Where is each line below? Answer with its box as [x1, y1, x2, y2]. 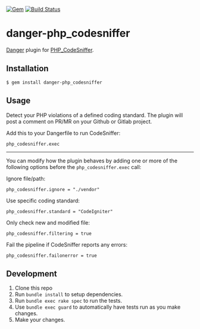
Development [6, 269, 58, 279]
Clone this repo [14, 284, 52, 292]
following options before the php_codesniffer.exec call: [6, 163, 142, 170]
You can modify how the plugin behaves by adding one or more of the [6, 157, 177, 164]
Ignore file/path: [6, 175, 46, 182]
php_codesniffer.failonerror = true [6, 253, 97, 259]
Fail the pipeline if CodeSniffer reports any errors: [6, 241, 128, 248]
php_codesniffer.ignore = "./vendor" [6, 186, 100, 192]
